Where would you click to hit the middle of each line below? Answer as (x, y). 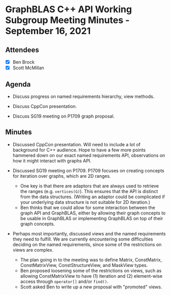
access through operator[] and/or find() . (64, 281)
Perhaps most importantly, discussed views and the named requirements (89, 233)
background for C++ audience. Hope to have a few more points (79, 150)
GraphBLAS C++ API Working (69, 9)
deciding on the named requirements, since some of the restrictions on (87, 244)
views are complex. (33, 250)
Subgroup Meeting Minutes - (67, 20)
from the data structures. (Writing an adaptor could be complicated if (93, 197)
